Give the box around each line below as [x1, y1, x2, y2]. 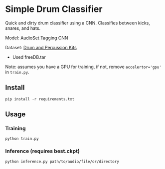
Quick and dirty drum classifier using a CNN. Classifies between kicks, [5, 20, 151, 26]
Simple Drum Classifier [5, 3, 103, 15]
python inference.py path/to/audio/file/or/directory [5, 159, 120, 164]
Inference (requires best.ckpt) [5, 148, 80, 155]
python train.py [5, 136, 39, 141]
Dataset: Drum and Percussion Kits [5, 44, 77, 50]
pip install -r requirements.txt [5, 96, 75, 101]
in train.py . [5, 69, 29, 75]
